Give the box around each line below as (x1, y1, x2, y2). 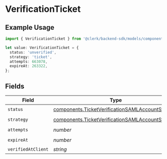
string (53, 146, 67, 153)
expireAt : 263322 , (9, 63, 48, 69)
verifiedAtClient (7, 146, 49, 152)
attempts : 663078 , (9, 59, 48, 64)
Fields (5, 82, 25, 90)
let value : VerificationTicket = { (5, 45, 79, 50)
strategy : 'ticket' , (9, 54, 52, 59)
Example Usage (5, 23, 55, 32)
